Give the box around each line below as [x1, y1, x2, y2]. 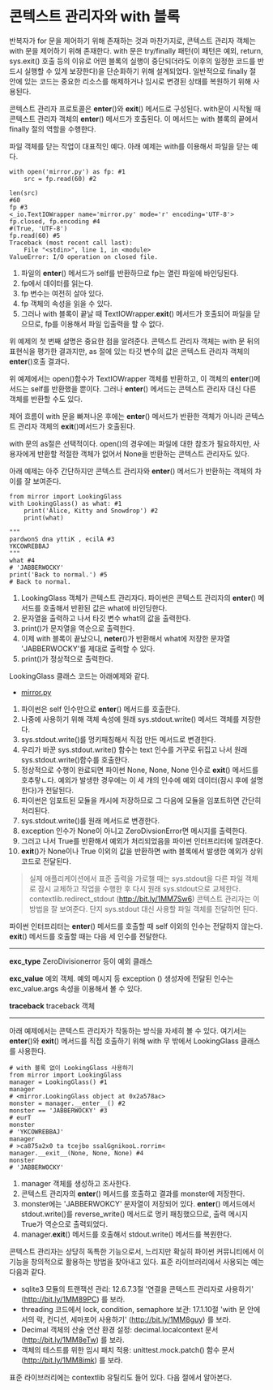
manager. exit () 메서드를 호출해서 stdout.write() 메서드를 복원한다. [20, 1229, 232, 1239]
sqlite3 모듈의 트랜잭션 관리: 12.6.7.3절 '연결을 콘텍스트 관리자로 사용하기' [20, 1284, 254, 1293]
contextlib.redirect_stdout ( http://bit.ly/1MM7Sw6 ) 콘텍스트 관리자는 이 [28, 894, 260, 904]
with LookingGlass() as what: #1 [9, 499, 122, 507]
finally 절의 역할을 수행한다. [9, 123, 96, 134]
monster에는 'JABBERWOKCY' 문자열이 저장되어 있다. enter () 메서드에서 [20, 1198, 256, 1208]
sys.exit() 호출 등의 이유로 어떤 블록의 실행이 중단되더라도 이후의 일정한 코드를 [9, 56, 256, 66]
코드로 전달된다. [20, 856, 71, 866]
